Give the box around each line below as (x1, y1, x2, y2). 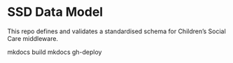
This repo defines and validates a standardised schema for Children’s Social (7, 27, 226, 35)
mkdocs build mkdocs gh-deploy (7, 48, 102, 56)
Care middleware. (7, 34, 58, 42)
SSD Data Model (7, 4, 104, 20)
